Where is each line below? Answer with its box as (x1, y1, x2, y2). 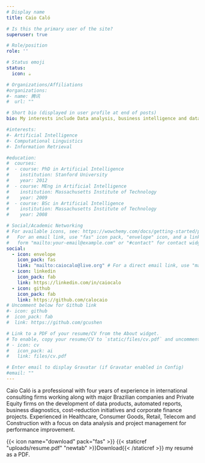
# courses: (6, 160, 37, 167)
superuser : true (6, 31, 48, 37)
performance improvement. (6, 426, 75, 433)
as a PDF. (6, 451, 31, 458)
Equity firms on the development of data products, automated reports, (6, 399, 183, 407)
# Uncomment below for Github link (6, 303, 97, 309)
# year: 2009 (6, 194, 48, 201)
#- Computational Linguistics (6, 138, 84, 144)
